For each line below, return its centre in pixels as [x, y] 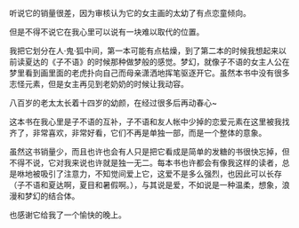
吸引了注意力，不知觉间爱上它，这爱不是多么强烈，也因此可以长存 [161, 174]
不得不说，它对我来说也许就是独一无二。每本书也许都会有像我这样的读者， [145, 163]
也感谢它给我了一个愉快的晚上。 [68, 215]
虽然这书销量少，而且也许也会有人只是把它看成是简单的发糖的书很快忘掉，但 [149, 152]
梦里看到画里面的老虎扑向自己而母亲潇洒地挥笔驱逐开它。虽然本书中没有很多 [149, 73]
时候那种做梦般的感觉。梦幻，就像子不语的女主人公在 [192, 62]
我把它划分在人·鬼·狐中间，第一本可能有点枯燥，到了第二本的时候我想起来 [144, 51]
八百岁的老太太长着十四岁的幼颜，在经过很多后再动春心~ [113, 103]
